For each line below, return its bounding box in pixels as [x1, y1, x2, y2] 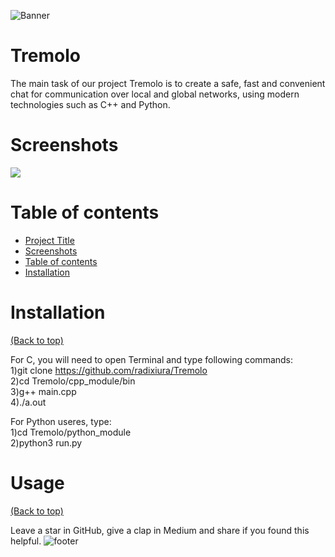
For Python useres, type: [10, 415, 112, 427]
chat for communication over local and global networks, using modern [10, 88, 300, 100]
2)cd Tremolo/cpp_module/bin [10, 375, 136, 387]
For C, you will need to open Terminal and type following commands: [10, 353, 294, 365]
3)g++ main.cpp [10, 385, 77, 397]
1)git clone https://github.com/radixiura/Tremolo [10, 364, 208, 376]
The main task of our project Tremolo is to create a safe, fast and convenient [10, 77, 326, 89]
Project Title [24, 234, 75, 246]
